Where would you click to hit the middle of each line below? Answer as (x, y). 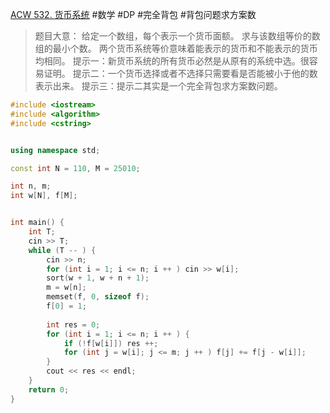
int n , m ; (31, 186)
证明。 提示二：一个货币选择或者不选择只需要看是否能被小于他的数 (180, 73)
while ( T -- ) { (62, 250)
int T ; (42, 232)
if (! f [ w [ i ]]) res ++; (111, 343)
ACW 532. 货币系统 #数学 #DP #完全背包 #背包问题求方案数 (133, 14)
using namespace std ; (55, 150)
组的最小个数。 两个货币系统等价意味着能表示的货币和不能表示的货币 (176, 48)
